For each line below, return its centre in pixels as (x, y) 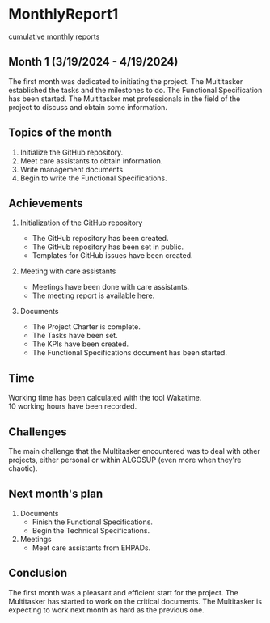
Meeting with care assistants (68, 271)
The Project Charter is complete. (86, 327)
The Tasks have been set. (75, 336)
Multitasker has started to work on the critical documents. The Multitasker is (135, 601)
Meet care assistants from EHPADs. (91, 548)
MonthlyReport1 (63, 14)
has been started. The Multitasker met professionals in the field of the (124, 99)
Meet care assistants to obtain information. (91, 161)
